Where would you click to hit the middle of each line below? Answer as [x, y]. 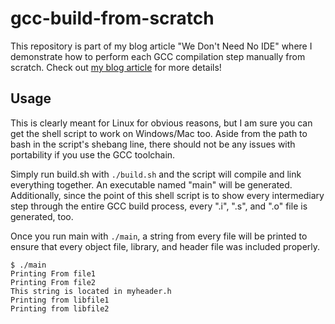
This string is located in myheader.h [91, 291]
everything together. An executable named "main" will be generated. [151, 184]
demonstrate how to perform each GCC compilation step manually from [158, 56]
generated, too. [42, 216]
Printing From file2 [53, 282]
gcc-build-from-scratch [112, 18]
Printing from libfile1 [60, 300]
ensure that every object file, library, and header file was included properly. [165, 246]
